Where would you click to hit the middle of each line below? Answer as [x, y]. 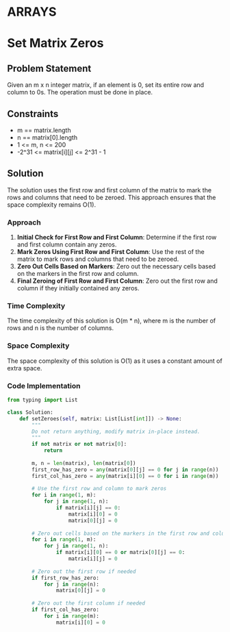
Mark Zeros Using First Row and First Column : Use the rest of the [111, 252]
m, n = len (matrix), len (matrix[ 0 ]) [84, 463]
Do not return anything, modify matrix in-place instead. [116, 431]
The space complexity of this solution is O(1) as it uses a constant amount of [115, 361]
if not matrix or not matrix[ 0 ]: [79, 444]
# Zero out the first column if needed [89, 603]
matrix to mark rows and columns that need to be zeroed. [98, 259]
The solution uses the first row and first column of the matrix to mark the [110, 190]
